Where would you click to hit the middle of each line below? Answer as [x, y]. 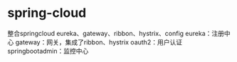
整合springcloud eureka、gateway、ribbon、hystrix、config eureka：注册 [116, 33]
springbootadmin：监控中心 [48, 51]
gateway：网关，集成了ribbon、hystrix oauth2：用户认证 [99, 42]
